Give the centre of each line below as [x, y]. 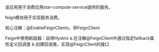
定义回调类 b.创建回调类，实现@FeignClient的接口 [59, 44]
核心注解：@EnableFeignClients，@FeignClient [53, 28]
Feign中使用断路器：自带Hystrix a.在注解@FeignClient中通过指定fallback [78, 38]
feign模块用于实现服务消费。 [34, 17]
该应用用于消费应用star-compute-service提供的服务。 [59, 7]
